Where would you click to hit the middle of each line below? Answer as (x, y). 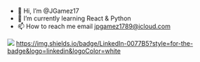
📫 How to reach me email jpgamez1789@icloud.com (94, 26)
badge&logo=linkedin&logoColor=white (64, 51)
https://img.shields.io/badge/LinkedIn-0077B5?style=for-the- (105, 43)
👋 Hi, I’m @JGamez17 (48, 11)
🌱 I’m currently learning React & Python (74, 18)
